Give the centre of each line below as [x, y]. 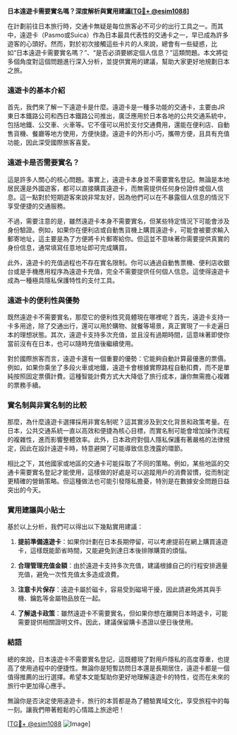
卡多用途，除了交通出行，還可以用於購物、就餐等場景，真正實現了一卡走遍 [115, 325]
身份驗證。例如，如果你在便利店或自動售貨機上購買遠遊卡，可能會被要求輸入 [119, 230]
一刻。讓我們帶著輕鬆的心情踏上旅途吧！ [66, 710]
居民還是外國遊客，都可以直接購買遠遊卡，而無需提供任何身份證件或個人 [112, 188]
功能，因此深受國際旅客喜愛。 [50, 143]
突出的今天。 [26, 490]
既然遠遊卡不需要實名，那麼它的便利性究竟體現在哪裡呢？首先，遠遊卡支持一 [119, 317]
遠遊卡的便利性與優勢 [43, 300]
